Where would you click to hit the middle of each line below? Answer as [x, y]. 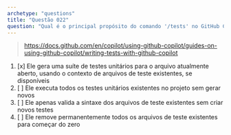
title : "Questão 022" [38, 20]
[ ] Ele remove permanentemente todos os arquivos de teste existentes [117, 117]
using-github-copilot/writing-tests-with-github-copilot [101, 53]
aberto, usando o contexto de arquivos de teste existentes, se [104, 73]
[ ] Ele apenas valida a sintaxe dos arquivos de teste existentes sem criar [120, 103]
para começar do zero [48, 125]
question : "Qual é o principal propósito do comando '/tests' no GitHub [113, 26]
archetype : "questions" [41, 13]
